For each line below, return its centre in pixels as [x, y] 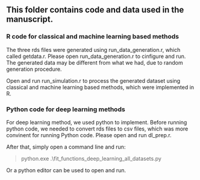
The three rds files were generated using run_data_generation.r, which [93, 50]
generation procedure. [34, 69]
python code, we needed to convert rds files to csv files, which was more [97, 129]
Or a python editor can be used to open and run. [66, 170]
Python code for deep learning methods [66, 109]
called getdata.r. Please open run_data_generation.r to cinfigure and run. [96, 56]
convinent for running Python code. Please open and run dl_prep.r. [89, 135]
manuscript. [30, 20]
